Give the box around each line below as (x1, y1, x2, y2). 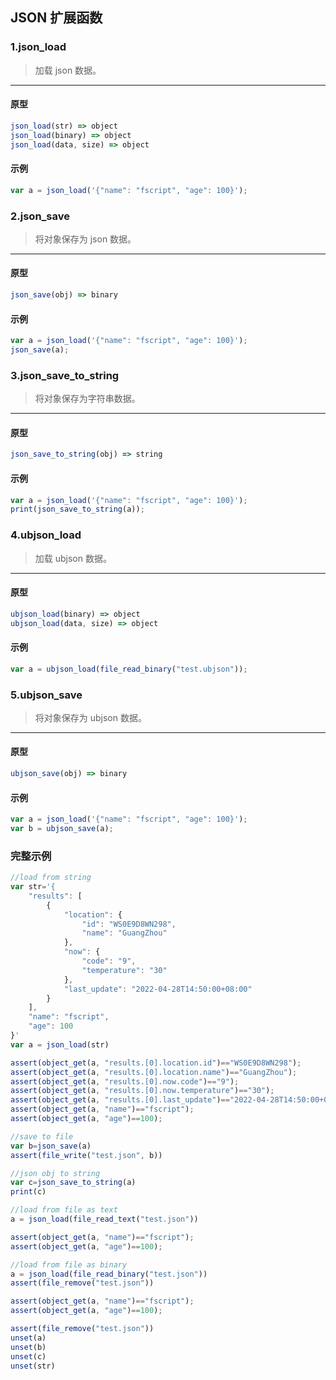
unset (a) (10, 1333, 47, 1343)
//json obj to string (10, 1168, 101, 1178)
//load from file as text (10, 1205, 118, 1215)
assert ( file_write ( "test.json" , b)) (10, 1150, 163, 1160)
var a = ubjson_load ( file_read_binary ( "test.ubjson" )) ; (10, 664, 248, 674)
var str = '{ (10, 882, 56, 892)
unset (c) (10, 1351, 47, 1362)
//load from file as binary (10, 1259, 128, 1270)
